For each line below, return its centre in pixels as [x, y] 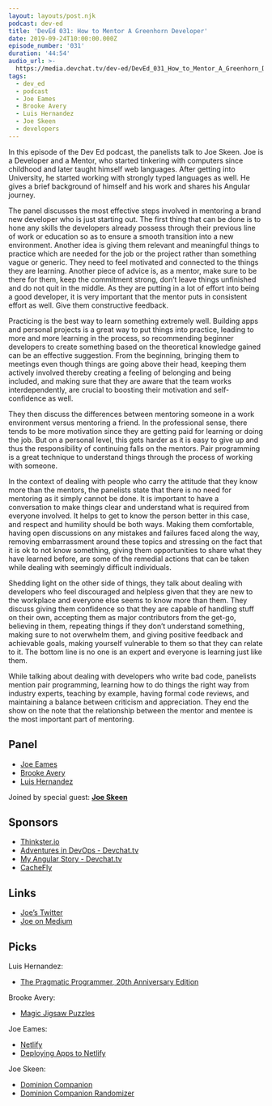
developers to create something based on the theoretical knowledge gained [135, 347]
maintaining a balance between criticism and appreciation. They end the [129, 702]
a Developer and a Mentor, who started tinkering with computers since [126, 160]
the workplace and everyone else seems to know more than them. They [128, 600]
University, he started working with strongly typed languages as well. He [130, 177]
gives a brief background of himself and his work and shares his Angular [130, 186]
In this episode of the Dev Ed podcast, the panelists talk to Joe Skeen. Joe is [136, 151]
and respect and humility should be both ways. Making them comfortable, [132, 524]
